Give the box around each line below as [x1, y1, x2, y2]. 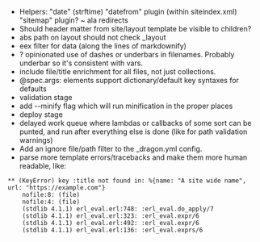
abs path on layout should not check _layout [19, 32, 166, 42]
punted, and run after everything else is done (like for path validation [19, 127, 248, 136]
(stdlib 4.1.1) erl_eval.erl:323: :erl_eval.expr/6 [22, 212, 199, 220]
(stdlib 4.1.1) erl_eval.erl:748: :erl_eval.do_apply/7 [22, 205, 215, 213]
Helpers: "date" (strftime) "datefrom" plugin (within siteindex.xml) [19, 7, 237, 16]
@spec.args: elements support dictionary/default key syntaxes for [19, 76, 240, 85]
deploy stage [19, 110, 64, 119]
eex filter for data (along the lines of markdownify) [19, 41, 187, 51]
